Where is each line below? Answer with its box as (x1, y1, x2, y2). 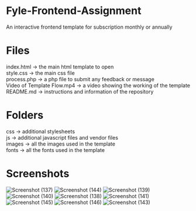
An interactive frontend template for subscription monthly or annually (6, 23, 173, 30)
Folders (6, 109, 44, 122)
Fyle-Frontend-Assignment (6, 4, 142, 18)
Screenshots (6, 167, 70, 180)
